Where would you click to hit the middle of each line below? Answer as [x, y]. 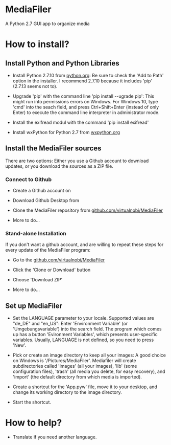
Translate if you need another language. [55, 437]
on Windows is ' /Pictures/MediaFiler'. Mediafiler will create [74, 361]
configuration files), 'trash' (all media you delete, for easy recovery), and [89, 371]
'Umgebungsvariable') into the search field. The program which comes [87, 329]
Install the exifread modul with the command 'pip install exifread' [81, 122]
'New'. [19, 345]
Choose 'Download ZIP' [38, 280]
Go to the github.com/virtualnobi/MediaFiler [59, 260]
